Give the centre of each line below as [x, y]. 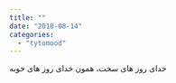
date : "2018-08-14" [46, 26]
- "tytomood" [42, 43]
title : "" [28, 18]
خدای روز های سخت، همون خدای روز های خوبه [88, 69]
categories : [32, 34]
